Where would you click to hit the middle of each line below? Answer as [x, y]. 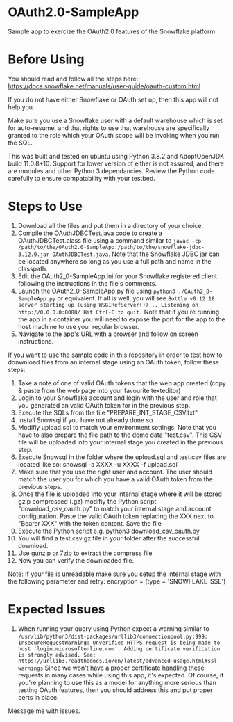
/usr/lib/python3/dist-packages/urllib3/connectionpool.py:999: [113, 636]
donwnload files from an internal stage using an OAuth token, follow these [113, 362]
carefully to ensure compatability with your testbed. [81, 178]
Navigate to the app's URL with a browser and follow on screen [108, 334]
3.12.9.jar [34, 255]
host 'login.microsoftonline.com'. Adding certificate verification [119, 649]
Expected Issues [57, 609]
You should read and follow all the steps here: [73, 79]
